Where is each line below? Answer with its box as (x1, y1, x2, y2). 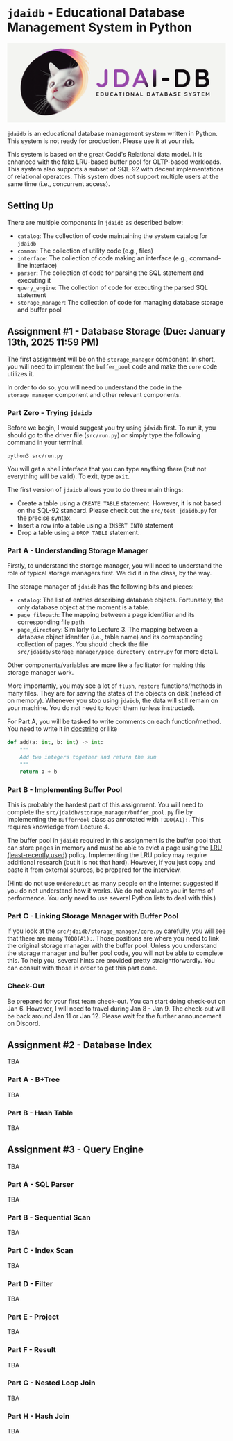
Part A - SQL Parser (7, 1179, 74, 1189)
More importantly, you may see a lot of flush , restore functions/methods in (7, 682, 223, 690)
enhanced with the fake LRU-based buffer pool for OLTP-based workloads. (7, 158, 222, 166)
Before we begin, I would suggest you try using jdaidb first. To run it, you (7, 423, 216, 432)
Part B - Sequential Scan (7, 1213, 92, 1222)
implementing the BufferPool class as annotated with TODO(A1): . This (7, 815, 205, 823)
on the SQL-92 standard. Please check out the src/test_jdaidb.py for (17, 506, 217, 514)
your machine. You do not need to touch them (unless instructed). (7, 704, 196, 712)
